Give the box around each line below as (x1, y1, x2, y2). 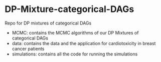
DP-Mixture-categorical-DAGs (5, 3, 134, 15)
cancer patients (12, 45, 45, 51)
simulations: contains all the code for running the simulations (12, 51, 138, 57)
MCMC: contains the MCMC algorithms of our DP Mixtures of (12, 29, 139, 35)
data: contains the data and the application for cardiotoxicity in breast (12, 40, 156, 46)
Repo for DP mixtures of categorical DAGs (5, 20, 92, 26)
